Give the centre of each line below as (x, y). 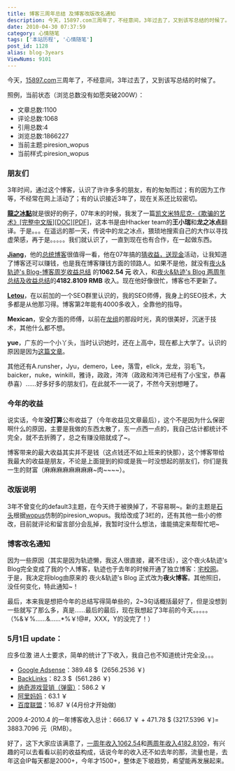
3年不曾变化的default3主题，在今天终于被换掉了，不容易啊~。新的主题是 (112, 506)
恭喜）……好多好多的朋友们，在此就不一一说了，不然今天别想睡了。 (105, 384)
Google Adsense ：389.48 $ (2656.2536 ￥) (81, 670)
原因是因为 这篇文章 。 (38, 352)
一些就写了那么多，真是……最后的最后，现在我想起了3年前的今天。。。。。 (109, 610)
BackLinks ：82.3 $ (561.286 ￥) (64, 679)
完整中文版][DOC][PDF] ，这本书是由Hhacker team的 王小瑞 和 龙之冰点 (122, 222)
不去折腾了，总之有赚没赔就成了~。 (83, 438)
